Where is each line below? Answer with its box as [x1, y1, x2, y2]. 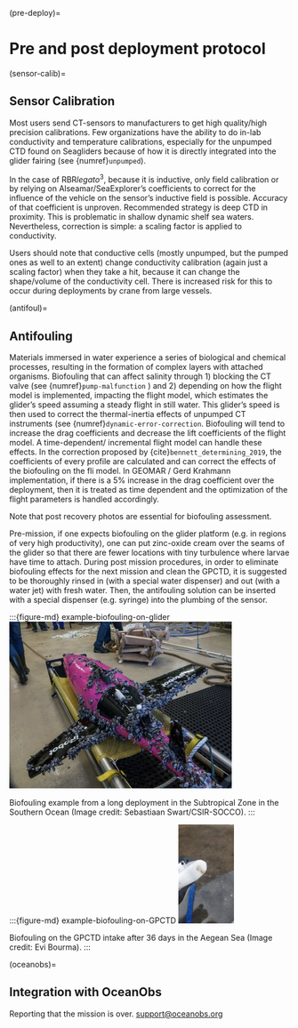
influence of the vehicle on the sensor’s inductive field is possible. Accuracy [9, 193, 288, 204]
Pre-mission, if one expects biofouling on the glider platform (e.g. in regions [9, 528, 287, 539]
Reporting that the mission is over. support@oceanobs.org [9, 1008, 223, 1019]
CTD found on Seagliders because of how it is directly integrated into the [9, 146, 277, 157]
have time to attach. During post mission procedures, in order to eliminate [9, 557, 278, 567]
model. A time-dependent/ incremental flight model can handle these [9, 438, 262, 448]
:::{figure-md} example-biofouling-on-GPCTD [9, 915, 176, 926]
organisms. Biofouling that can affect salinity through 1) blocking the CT [9, 371, 271, 381]
